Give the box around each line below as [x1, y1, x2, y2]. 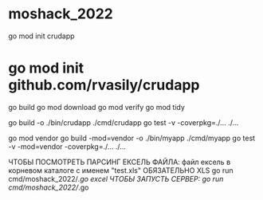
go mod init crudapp [8, 31, 75, 41]
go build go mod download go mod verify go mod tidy [8, 102, 186, 112]
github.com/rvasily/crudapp [8, 76, 200, 94]
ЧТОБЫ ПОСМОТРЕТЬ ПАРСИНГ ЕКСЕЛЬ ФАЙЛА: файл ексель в [8, 157, 231, 167]
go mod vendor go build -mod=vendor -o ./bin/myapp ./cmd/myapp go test [8, 133, 256, 143]
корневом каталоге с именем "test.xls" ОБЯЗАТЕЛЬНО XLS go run [8, 165, 234, 175]
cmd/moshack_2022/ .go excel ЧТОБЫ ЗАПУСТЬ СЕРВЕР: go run [8, 174, 224, 183]
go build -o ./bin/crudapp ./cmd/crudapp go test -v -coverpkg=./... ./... [8, 117, 239, 127]
